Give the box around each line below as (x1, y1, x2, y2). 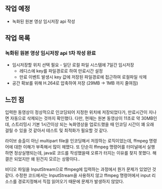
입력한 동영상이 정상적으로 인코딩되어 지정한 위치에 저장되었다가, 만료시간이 (5, 109, 148, 115)
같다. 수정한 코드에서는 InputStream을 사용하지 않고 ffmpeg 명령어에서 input (5, 172, 151, 178)
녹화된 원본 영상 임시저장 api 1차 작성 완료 (5, 50, 96, 57)
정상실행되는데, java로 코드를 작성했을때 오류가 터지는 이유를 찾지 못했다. (14, 150, 152, 156)
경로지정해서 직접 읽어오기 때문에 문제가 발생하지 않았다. (17, 179, 125, 185)
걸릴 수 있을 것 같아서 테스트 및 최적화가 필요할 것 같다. (5, 128, 108, 134)
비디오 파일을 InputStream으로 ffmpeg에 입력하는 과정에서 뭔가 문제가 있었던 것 (5, 167, 157, 172)
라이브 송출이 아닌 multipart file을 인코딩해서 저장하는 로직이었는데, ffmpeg (5, 138, 148, 144)
